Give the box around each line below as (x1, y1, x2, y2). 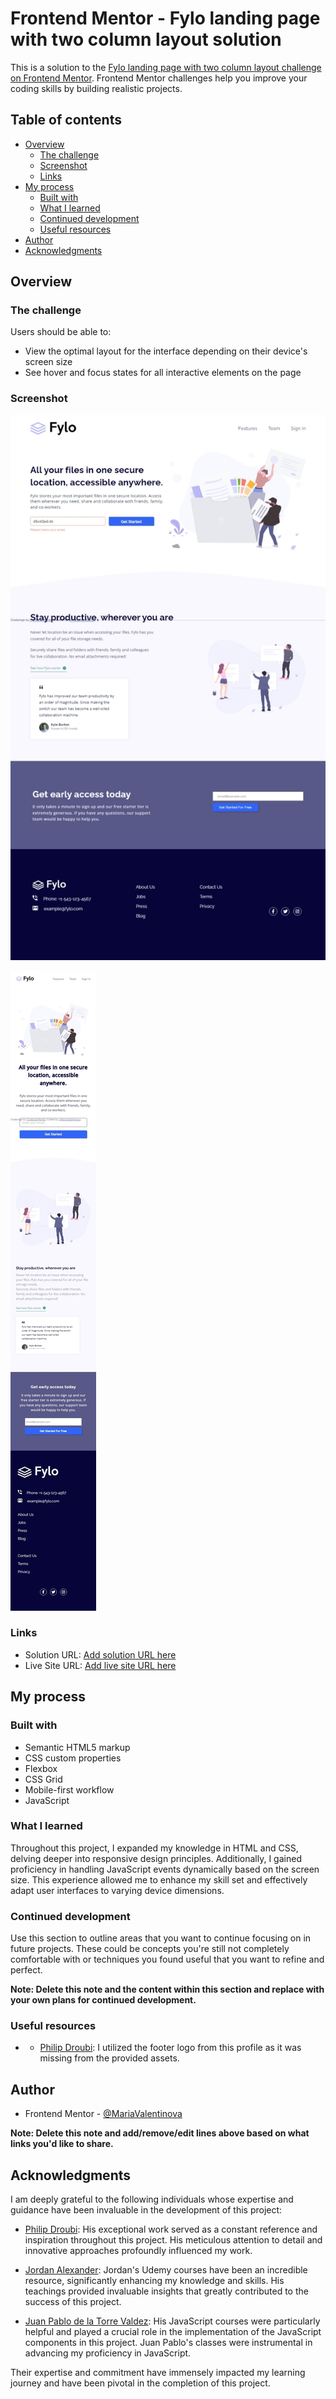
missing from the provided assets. (39, 2052, 180, 2064)
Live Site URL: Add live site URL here (24, 1659, 177, 1671)
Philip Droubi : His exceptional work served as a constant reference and (24, 2223, 318, 2236)
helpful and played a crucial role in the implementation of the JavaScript (24, 2326, 322, 2338)
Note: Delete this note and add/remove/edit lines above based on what (10, 2127, 310, 2139)
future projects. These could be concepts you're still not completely (10, 1943, 290, 1955)
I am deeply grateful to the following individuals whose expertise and (10, 2193, 294, 2206)
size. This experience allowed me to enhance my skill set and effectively (10, 1873, 308, 1886)
